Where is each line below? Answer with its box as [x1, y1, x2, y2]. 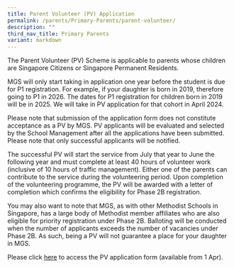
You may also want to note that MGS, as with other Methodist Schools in [7, 201, 218, 210]
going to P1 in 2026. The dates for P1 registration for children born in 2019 [7, 93, 223, 101]
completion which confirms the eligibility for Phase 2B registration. [7, 188, 202, 196]
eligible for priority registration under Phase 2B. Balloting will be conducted [7, 217, 227, 225]
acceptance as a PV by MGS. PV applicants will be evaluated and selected [7, 121, 225, 130]
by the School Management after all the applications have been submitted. [7, 129, 225, 138]
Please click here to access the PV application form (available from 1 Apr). [7, 253, 223, 262]
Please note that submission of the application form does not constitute [7, 114, 216, 123]
